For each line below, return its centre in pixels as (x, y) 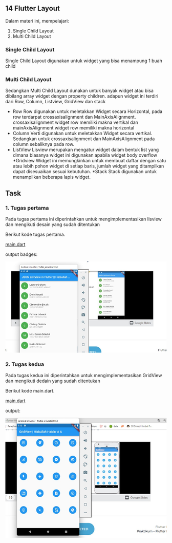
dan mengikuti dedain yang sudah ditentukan (53, 381)
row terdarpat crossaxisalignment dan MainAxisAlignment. (74, 117)
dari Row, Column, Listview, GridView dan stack (56, 102)
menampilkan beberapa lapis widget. (52, 177)
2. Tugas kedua (25, 364)
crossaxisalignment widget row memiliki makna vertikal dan (75, 122)
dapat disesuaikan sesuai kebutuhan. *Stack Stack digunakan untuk (85, 172)
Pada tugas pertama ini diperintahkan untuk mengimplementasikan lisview (84, 219)
